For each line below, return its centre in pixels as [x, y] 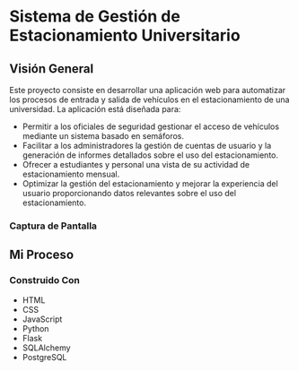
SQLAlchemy [46, 348]
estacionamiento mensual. [71, 174]
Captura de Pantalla [53, 226]
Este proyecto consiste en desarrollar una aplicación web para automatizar [148, 90]
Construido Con [45, 280]
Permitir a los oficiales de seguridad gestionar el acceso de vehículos [151, 126]
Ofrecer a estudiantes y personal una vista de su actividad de [136, 164]
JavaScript [42, 319]
